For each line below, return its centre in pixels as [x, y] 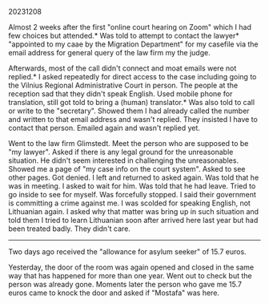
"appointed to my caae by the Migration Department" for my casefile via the [133, 44]
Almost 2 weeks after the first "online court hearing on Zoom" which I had [130, 27]
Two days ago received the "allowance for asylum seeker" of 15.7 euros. [127, 251]
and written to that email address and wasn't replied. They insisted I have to [133, 119]
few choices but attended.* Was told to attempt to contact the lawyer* [124, 36]
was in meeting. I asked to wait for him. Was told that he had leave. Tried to [132, 186]
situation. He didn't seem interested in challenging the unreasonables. [123, 160]
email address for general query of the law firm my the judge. [109, 53]
